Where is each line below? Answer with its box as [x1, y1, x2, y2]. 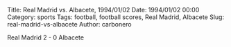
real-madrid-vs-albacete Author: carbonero [7, 20, 132, 28]
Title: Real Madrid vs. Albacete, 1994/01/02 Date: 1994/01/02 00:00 [7, 6, 200, 14]
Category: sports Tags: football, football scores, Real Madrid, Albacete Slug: [7, 13, 224, 21]
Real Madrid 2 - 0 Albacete [7, 33, 85, 42]
